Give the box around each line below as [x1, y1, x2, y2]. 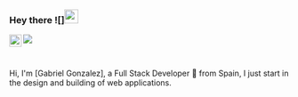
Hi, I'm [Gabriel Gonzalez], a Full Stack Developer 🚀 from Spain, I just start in [9, 68, 289, 79]
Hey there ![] [9, 13, 65, 26]
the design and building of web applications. [9, 77, 172, 88]
